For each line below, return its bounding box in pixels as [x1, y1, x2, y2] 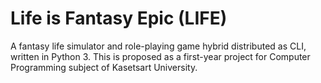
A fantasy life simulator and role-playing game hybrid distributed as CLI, [10, 40, 307, 52]
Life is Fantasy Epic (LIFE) [10, 7, 228, 30]
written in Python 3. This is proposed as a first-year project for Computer [10, 50, 311, 62]
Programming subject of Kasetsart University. [10, 61, 198, 73]
